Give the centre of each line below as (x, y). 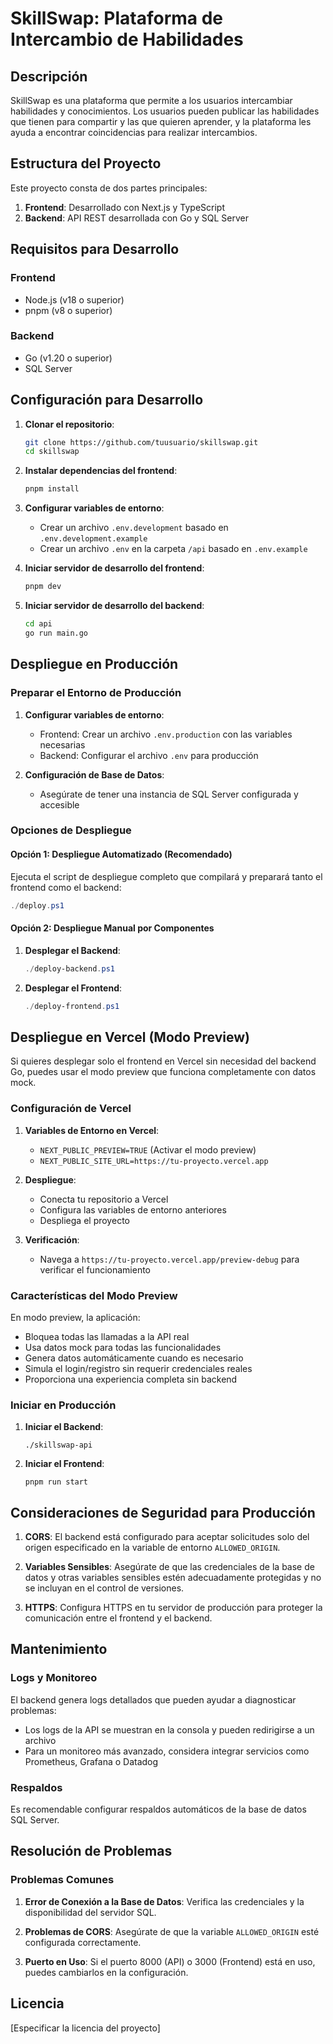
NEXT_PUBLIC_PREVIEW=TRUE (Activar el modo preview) (148, 1149)
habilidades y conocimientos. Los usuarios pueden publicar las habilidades (165, 111)
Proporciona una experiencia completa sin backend (131, 1379)
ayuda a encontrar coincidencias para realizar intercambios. (134, 132)
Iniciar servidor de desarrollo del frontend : (114, 568)
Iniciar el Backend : (64, 1427)
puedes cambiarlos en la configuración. (106, 1972)
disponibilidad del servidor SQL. (90, 1912)
